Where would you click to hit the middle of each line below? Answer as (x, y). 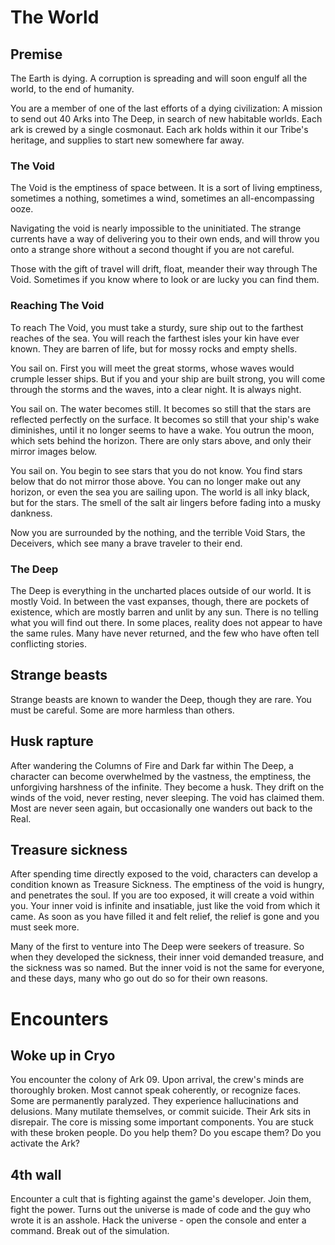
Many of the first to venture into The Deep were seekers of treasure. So (157, 947)
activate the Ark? (45, 1143)
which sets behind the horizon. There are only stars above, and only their (161, 440)
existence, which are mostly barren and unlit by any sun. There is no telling (164, 612)
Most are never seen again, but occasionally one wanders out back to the (161, 808)
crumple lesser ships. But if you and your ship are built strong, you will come (168, 378)
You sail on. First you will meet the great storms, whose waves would (152, 368)
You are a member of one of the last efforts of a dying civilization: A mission (166, 108)
